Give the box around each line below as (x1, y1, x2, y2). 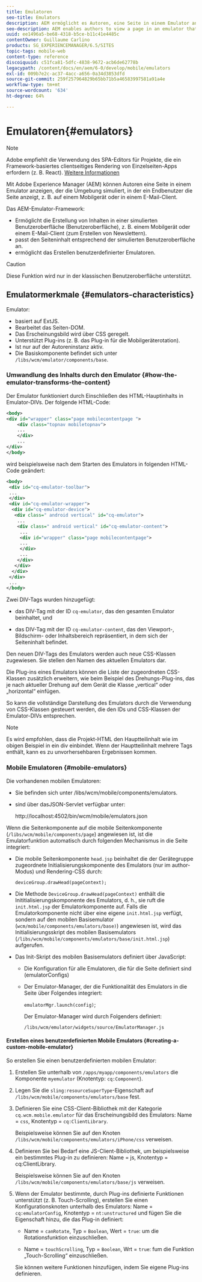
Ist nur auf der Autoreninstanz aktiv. (14, 343, 104, 350)
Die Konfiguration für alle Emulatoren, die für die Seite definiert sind (23, 965, 192, 972)
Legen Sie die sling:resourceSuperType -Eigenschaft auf (14, 1086, 154, 1094)
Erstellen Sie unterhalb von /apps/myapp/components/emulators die (14, 1068, 179, 1076)
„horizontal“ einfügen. (6, 687, 61, 695)
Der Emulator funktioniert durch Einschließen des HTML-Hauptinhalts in (6, 392, 183, 399)
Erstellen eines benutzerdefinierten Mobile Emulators (6, 1037, 143, 1044)
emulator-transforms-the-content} (6, 378, 111, 387)
